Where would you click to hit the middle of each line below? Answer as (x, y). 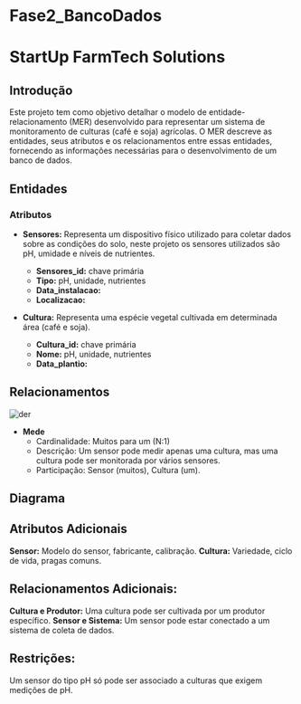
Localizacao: (61, 300)
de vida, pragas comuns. (56, 560)
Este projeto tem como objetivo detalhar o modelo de (108, 112)
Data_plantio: (61, 364)
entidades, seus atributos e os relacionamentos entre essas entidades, (141, 141)
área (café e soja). (56, 327)
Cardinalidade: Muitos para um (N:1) (103, 441)
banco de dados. (41, 160)
